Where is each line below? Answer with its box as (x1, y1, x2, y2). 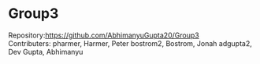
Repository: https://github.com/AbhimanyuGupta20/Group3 (8, 30, 199, 40)
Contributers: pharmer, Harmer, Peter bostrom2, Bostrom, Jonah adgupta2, (8, 38, 252, 48)
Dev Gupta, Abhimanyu (8, 47, 84, 56)
